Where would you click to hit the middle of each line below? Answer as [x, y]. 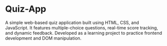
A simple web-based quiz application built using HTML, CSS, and [72, 23]
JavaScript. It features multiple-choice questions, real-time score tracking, [82, 27]
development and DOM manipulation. [43, 38]
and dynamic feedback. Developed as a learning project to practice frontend [83, 33]
